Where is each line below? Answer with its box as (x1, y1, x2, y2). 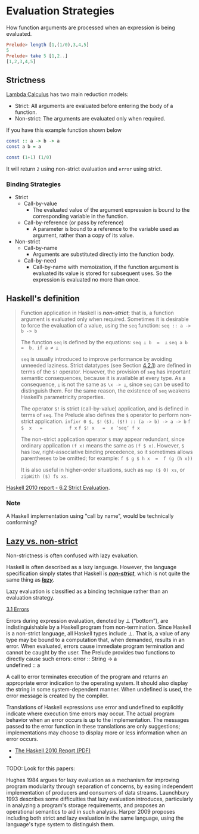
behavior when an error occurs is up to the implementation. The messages (6, 716, 189, 724)
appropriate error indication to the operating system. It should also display (6, 679, 188, 687)
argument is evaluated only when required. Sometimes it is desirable (20, 315, 189, 323)
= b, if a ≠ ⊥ (20, 345, 59, 351)
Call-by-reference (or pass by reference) (23, 219, 124, 226)
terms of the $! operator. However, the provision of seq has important (20, 368, 191, 375)
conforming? (6, 519, 38, 526)
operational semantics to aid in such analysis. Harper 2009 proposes (6, 808, 176, 816)
